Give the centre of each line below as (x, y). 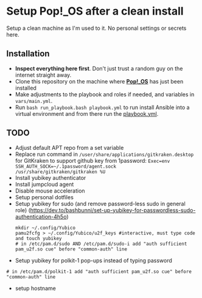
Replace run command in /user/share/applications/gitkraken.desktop (104, 154)
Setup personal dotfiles (44, 197)
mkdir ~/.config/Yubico (45, 228)
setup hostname (35, 288)
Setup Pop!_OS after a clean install (95, 11)
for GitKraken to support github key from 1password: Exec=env (92, 160)
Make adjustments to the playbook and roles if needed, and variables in (105, 94)
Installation (28, 54)
